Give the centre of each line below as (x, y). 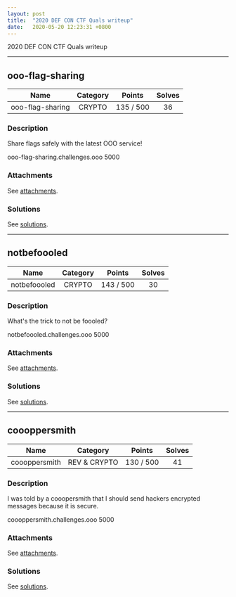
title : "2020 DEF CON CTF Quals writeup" (70, 20)
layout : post (26, 14)
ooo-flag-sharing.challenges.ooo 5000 (64, 157)
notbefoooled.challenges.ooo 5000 (58, 335)
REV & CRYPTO (93, 462)
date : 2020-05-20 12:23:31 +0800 (59, 27)
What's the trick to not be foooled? (57, 321)
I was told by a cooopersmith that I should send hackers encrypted (104, 498)
